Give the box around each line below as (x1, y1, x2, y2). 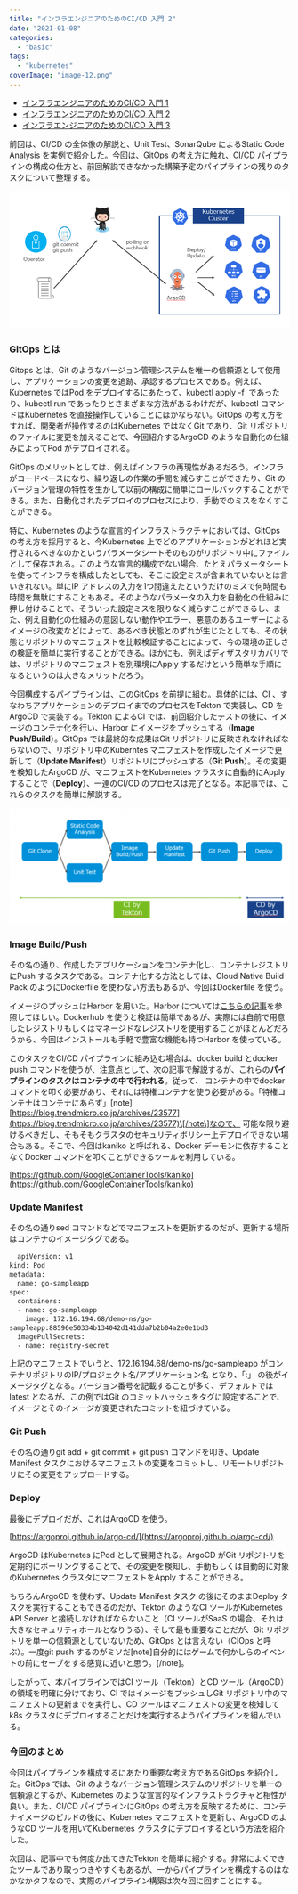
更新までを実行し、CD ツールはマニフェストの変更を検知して (55, 1698, 280, 1710)
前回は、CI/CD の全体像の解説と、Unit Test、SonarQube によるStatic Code (9, 138, 285, 149)
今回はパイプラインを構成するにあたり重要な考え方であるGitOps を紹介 (9, 1767, 270, 1778)
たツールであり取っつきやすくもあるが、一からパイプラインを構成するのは (9, 1865, 282, 1875)
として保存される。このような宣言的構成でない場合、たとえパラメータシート (9, 559, 290, 569)
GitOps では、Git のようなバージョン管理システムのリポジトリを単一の (24, 1778, 283, 1790)
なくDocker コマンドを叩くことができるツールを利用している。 (9, 1151, 240, 1162)
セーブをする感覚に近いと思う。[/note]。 (39, 1657, 189, 1668)
